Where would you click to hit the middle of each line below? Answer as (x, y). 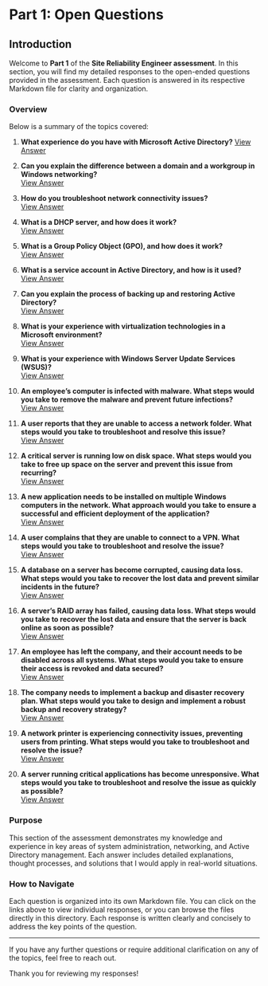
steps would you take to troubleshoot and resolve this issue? (123, 432)
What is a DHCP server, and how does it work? (99, 222)
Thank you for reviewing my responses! (74, 973)
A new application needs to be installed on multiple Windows (123, 497)
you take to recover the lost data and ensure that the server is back (134, 619)
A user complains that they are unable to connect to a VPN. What (130, 538)
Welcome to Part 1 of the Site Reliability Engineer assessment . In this (124, 63)
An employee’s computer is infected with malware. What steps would (138, 391)
